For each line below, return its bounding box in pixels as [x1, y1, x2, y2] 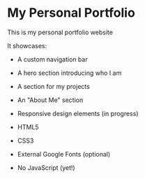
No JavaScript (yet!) [17, 163, 75, 172]
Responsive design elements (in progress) [17, 109, 139, 117]
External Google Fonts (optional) [17, 150, 111, 158]
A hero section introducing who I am [17, 69, 122, 77]
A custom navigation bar [17, 55, 89, 64]
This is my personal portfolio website [7, 28, 114, 36]
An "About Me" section [17, 96, 84, 104]
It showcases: [7, 41, 47, 50]
